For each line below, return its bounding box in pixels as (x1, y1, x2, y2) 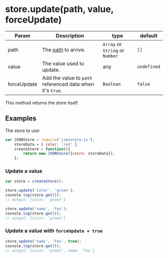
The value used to (42, 60, 84, 67)
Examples (5, 114, 36, 123)
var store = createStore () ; (5, 179, 64, 184)
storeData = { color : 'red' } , (14, 141, 79, 147)
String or (102, 46, 125, 53)
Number (102, 53, 118, 58)
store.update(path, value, (5, 3, 114, 15)
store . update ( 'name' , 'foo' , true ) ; (5, 238, 81, 243)
